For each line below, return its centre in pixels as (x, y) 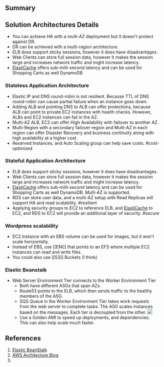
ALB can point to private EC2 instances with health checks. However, (82, 112)
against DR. (24, 42)
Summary (20, 8)
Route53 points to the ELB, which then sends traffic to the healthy (86, 291)
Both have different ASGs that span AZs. (60, 286)
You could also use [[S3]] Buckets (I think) (55, 257)
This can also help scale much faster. (57, 323)
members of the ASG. (41, 296)
